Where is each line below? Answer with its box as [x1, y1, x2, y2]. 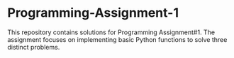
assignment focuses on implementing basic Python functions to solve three [7, 35, 228, 43]
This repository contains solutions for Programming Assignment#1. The [7, 28, 215, 36]
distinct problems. [7, 43, 60, 51]
